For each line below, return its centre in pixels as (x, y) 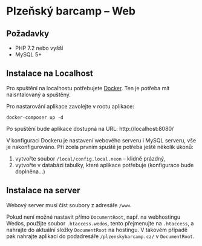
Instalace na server (43, 191)
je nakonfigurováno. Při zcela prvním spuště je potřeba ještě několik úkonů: (100, 147)
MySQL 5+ (28, 55)
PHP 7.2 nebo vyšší (39, 48)
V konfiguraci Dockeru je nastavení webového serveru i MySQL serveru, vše (101, 140)
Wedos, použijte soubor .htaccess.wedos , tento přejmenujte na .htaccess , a (100, 223)
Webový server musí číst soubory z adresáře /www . (69, 205)
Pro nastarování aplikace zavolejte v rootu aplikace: (70, 106)
